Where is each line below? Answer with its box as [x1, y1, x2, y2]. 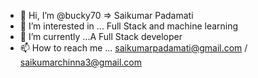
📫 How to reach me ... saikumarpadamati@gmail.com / [19, 42, 248, 54]
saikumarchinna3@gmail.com [19, 56, 142, 68]
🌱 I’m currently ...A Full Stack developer [19, 31, 183, 42]
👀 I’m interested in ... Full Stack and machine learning [19, 20, 239, 32]
